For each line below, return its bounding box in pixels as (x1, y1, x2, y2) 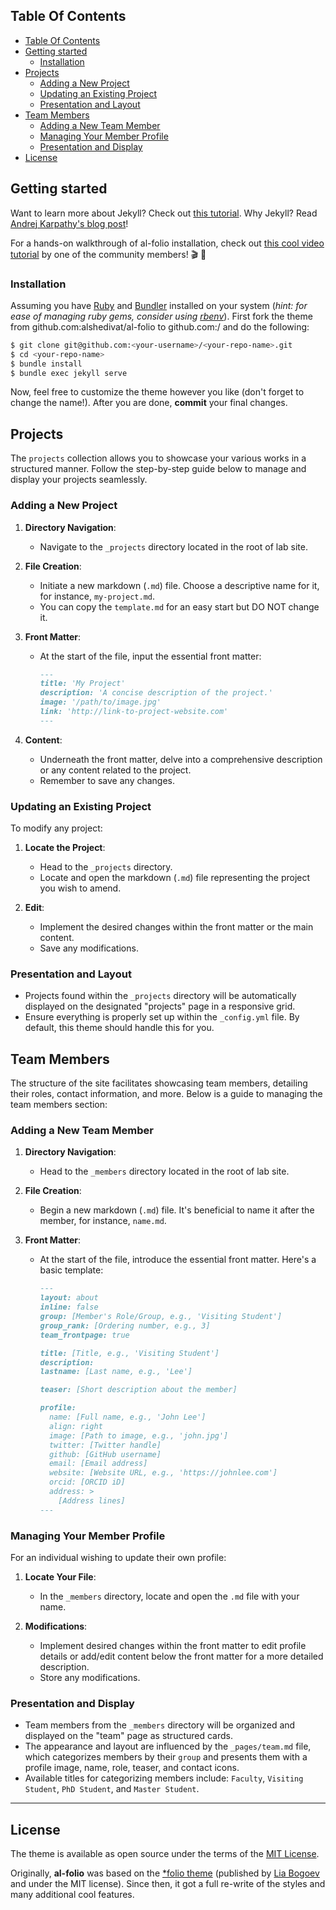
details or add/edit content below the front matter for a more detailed (39, 1650, 324, 1663)
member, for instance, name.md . (39, 1215, 167, 1227)
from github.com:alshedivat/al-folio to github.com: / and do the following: (10, 320, 310, 333)
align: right (48, 1421, 103, 1431)
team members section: (10, 1099, 108, 1111)
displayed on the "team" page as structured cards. (24, 1730, 234, 1742)
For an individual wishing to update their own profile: (10, 1552, 227, 1564)
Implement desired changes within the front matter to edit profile (39, 1640, 307, 1652)
